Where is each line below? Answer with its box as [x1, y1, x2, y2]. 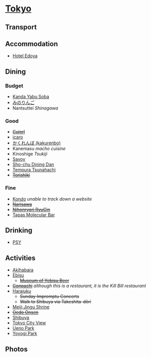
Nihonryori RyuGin [12, 206, 51, 212]
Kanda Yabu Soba [12, 94, 49, 100]
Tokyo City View [12, 320, 46, 326]
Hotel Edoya [12, 53, 38, 59]
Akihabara [12, 267, 34, 273]
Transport [5, 23, 37, 31]
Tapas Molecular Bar [12, 212, 55, 218]
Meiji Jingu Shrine [12, 304, 50, 310]
